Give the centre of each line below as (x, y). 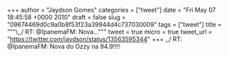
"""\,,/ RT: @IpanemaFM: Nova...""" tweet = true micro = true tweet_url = (110, 32)
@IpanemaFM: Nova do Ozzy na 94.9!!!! (64, 46)
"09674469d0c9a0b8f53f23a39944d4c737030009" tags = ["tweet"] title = (114, 24)
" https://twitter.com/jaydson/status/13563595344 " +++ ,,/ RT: (95, 39)
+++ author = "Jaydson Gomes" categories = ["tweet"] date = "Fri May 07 (112, 10)
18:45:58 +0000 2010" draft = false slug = (67, 17)
